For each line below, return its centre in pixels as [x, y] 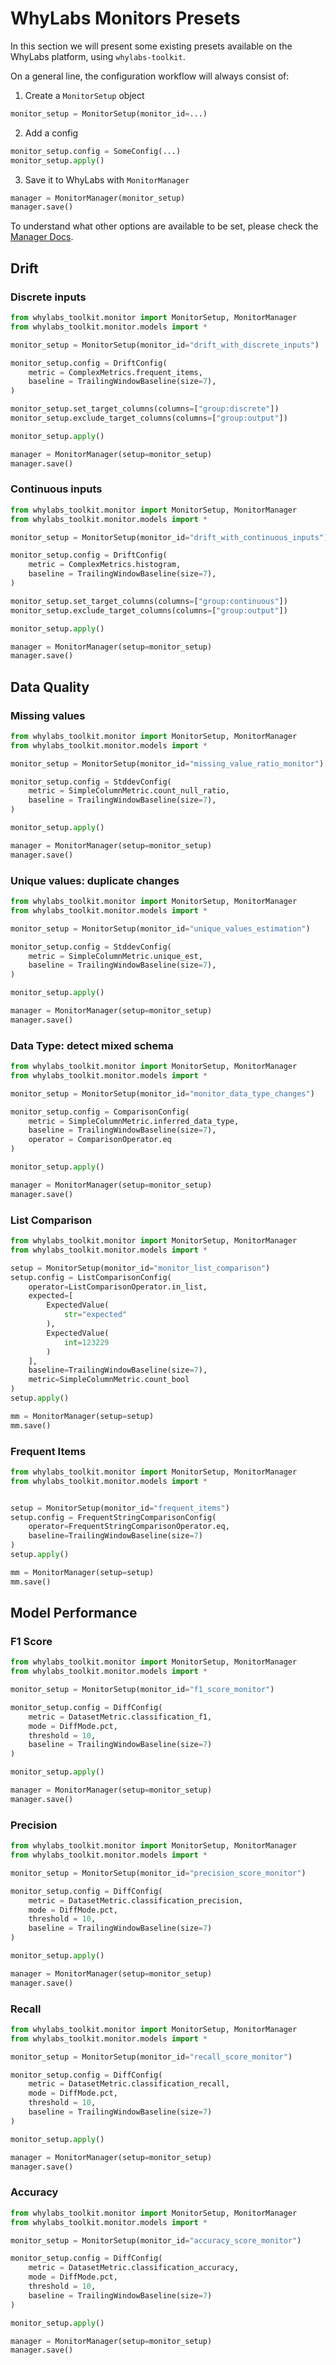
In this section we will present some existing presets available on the [151, 46]
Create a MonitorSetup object [84, 95]
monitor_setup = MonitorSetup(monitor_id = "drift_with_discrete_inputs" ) [165, 345]
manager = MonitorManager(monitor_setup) [98, 198]
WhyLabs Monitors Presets [125, 18]
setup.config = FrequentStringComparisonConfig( [113, 1517]
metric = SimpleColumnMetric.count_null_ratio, [129, 791]
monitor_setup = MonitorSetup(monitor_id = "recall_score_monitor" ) [151, 2057]
